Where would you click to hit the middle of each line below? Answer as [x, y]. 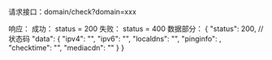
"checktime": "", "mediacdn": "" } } [66, 48]
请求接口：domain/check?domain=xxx [72, 12]
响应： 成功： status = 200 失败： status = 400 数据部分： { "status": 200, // [136, 29]
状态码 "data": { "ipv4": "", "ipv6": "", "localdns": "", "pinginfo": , [115, 39]
